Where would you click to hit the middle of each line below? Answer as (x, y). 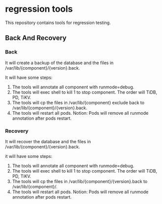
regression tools (39, 9)
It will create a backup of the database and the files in (59, 63)
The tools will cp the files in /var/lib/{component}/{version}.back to (80, 181)
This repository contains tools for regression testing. (58, 23)
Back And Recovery (36, 38)
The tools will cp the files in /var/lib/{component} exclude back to (78, 102)
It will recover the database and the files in (48, 141)
